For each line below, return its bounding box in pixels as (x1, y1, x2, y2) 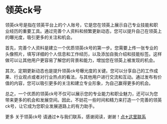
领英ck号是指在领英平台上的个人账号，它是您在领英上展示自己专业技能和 (5, 22, 154, 28)
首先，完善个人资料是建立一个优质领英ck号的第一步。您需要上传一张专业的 (5, 45, 158, 51)
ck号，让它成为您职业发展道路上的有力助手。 (5, 103, 97, 109)
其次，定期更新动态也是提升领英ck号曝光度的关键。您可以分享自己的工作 (5, 67, 154, 73)
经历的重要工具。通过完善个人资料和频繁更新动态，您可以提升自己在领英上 (9, 28, 162, 34)
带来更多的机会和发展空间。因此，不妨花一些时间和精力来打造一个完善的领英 (5, 97, 162, 103)
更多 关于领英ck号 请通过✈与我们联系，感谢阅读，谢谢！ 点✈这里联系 (5, 114, 147, 120)
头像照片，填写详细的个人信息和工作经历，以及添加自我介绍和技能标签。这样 (5, 51, 162, 57)
